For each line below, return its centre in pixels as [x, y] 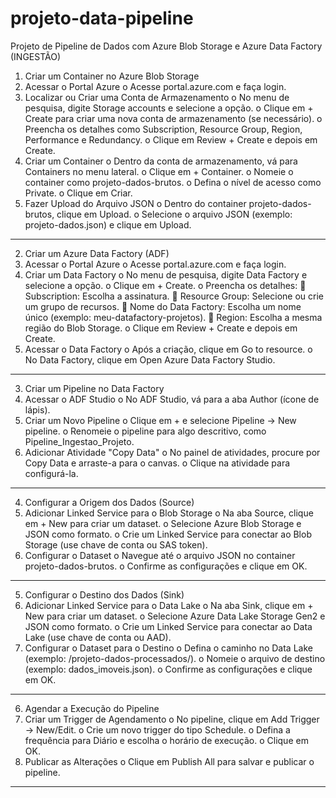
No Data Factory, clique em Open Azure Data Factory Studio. [150, 359]
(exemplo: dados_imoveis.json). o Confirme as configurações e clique [168, 669]
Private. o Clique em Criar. [78, 193]
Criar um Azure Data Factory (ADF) [97, 253]
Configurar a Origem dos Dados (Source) [109, 502]
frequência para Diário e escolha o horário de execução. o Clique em [166, 740]
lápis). [37, 409]
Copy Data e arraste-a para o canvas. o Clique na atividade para [157, 463]
